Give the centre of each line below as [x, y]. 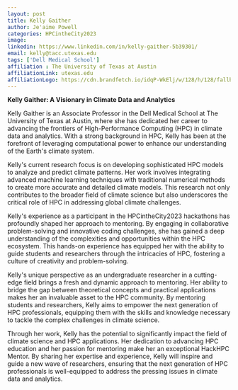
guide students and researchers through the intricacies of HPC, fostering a [116, 254]
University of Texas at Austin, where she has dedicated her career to [107, 121]
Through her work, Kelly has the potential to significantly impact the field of [117, 334]
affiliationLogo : [33, 80]
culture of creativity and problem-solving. [68, 261]
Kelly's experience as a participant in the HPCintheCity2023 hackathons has [119, 216]
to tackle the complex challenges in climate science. [84, 320]
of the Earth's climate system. [51, 151]
